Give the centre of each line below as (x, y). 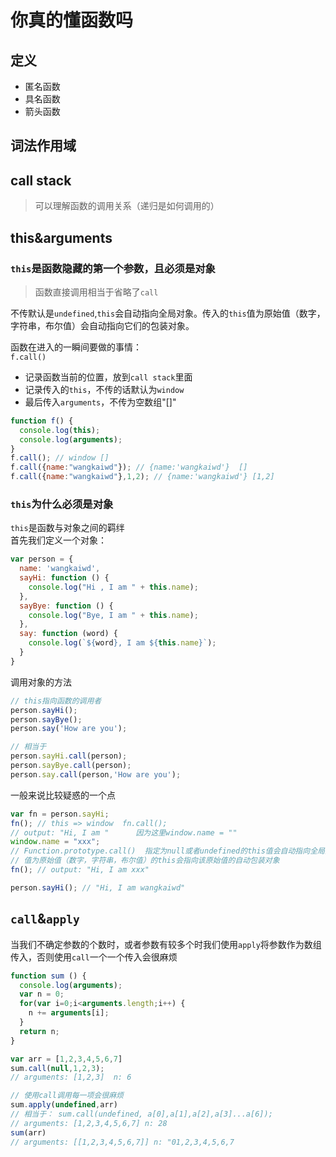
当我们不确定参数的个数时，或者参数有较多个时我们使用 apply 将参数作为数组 (166, 944)
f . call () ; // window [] (60, 458)
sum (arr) (28, 1132)
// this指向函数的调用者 (56, 701)
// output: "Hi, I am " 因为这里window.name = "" (124, 832)
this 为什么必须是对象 (62, 504)
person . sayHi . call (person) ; (69, 756)
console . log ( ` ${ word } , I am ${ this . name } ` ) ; (122, 643)
